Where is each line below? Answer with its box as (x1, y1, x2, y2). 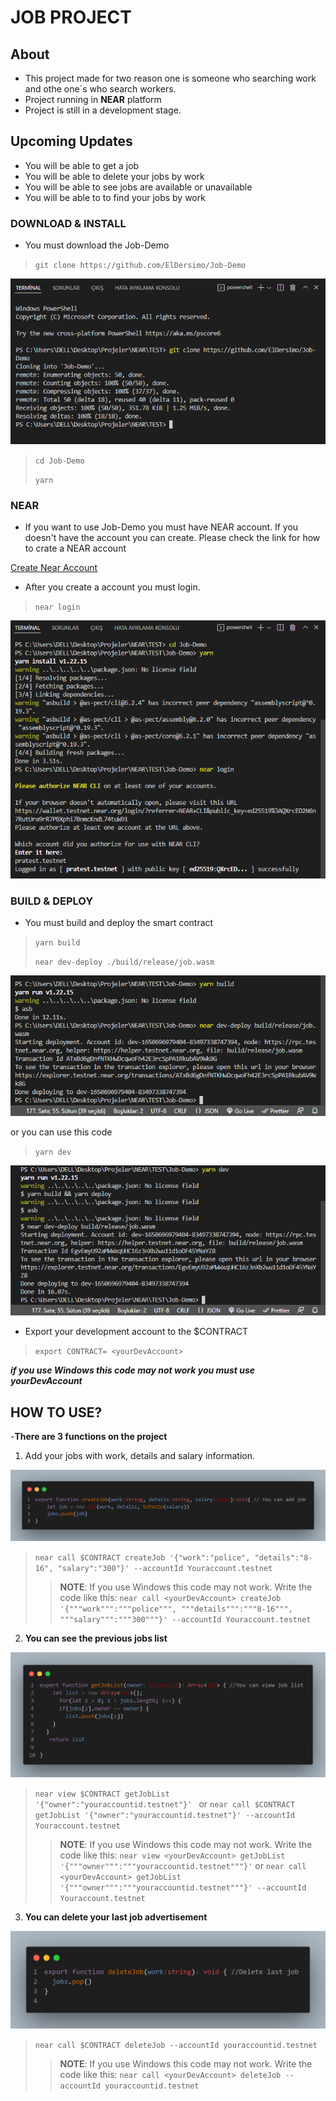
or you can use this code (10, 1126, 113, 1138)
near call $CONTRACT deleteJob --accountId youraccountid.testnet (34, 2040, 318, 2050)
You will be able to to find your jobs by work (24, 191, 206, 203)
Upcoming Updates (10, 133, 133, 150)
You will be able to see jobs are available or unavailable (24, 181, 253, 193)
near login (34, 602, 81, 613)
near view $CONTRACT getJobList (34, 1789, 170, 1800)
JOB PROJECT (10, 6, 132, 29)
